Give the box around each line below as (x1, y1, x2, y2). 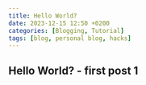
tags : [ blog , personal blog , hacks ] (8, 34, 131, 42)
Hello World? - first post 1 (8, 63, 139, 77)
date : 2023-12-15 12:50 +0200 (8, 19, 111, 27)
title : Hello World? (8, 11, 78, 20)
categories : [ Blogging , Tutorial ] (8, 26, 125, 34)
